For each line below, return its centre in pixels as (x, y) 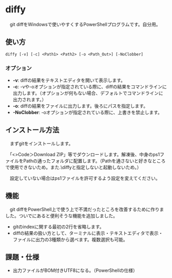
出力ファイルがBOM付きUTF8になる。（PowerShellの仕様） (75, 270)
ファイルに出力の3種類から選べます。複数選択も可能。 (70, 239)
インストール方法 (32, 130)
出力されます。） (30, 100)
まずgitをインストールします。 (41, 143)
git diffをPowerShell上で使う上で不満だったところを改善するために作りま (87, 209)
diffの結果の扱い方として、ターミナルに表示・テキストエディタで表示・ (88, 233)
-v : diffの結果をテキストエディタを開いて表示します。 (69, 80)
